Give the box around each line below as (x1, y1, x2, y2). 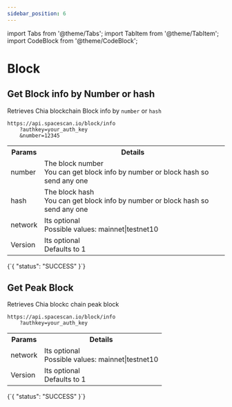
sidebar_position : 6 (7, 10, 67, 17)
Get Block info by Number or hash (7, 88, 155, 100)
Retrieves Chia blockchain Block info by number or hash (7, 107, 162, 115)
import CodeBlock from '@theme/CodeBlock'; (7, 36, 138, 45)
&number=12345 (19, 132, 60, 139)
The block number (43, 159, 104, 168)
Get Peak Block (7, 282, 74, 294)
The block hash (43, 187, 95, 197)
